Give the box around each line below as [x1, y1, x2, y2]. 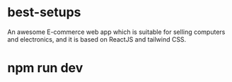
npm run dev [7, 60, 83, 76]
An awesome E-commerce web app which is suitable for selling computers [7, 28, 226, 36]
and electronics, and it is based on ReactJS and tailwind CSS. [7, 35, 187, 43]
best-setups [7, 4, 81, 20]
